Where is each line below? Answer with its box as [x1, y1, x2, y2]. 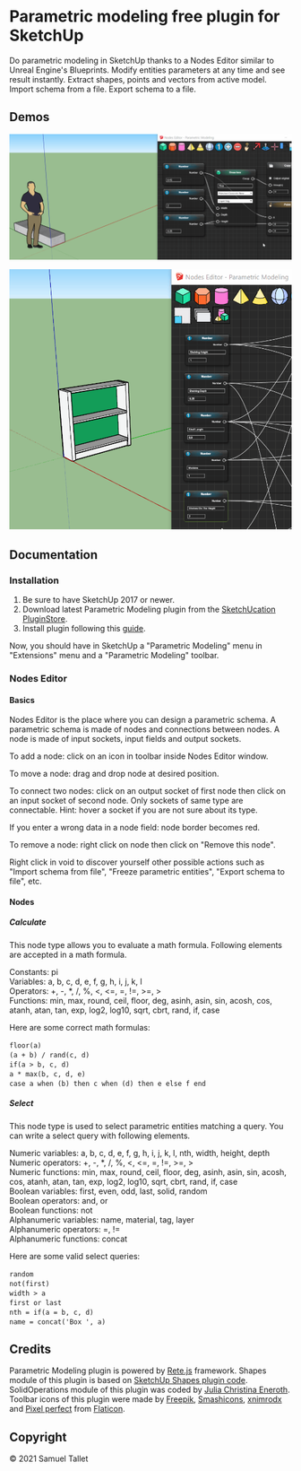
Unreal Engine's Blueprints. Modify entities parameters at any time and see [9, 65, 286, 75]
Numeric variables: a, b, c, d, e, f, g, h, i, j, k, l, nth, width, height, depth [9, 1147, 271, 1158]
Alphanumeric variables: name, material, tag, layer [9, 1214, 194, 1225]
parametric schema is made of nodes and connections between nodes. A [9, 724, 280, 735]
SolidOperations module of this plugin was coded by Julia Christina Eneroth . [9, 1384, 290, 1396]
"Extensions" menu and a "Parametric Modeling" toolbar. [9, 650, 219, 660]
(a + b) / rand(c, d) [9, 1050, 90, 1059]
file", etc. [9, 876, 42, 887]
